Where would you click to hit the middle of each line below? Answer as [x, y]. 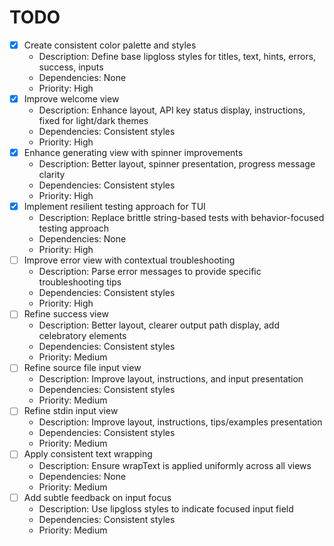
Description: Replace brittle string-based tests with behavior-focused [181, 218]
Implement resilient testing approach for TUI [114, 207]
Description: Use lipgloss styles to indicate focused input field [166, 508]
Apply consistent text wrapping [88, 454]
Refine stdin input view [71, 411]
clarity [52, 175]
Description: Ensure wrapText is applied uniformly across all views [175, 465]
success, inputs [71, 67]
